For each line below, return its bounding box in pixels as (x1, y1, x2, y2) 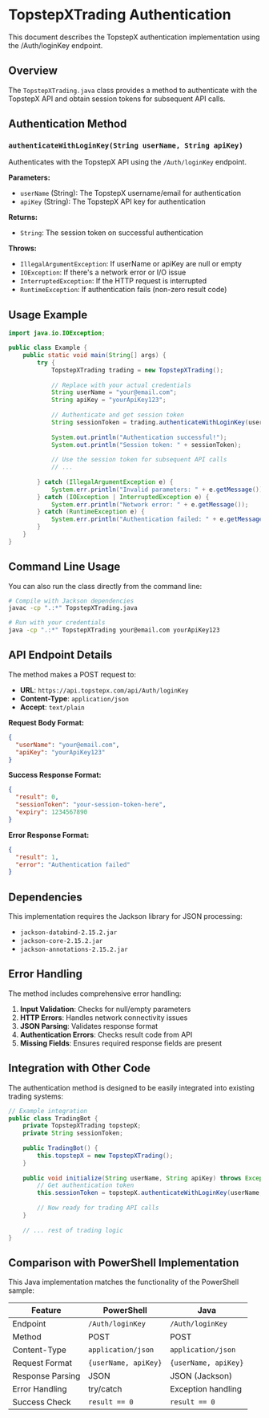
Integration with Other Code (8, 1062, 151, 1075)
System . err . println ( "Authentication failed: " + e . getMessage (50, 515, 263, 523)
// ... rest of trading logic (22, 1226, 124, 1234)
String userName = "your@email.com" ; (50, 388, 178, 396)
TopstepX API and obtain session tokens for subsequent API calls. (8, 94, 226, 104)
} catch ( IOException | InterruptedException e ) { (37, 493, 210, 501)
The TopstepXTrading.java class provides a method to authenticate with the (8, 85, 258, 95)
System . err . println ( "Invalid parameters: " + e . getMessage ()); (50, 486, 267, 494)
